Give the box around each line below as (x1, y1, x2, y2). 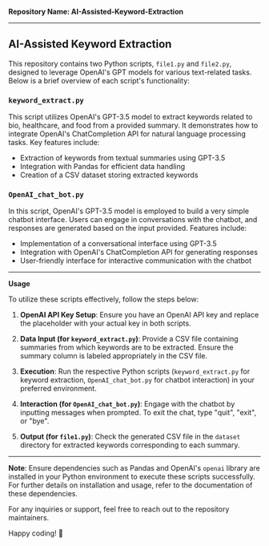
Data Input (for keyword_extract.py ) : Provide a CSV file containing (19, 334, 239, 344)
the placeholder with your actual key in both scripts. (19, 318, 191, 328)
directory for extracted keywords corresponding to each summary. (19, 440, 240, 450)
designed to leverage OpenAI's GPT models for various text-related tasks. (8, 67, 252, 77)
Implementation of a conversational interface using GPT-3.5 (19, 239, 218, 249)
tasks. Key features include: (8, 138, 100, 148)
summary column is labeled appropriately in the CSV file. (19, 351, 208, 361)
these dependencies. (8, 489, 78, 499)
